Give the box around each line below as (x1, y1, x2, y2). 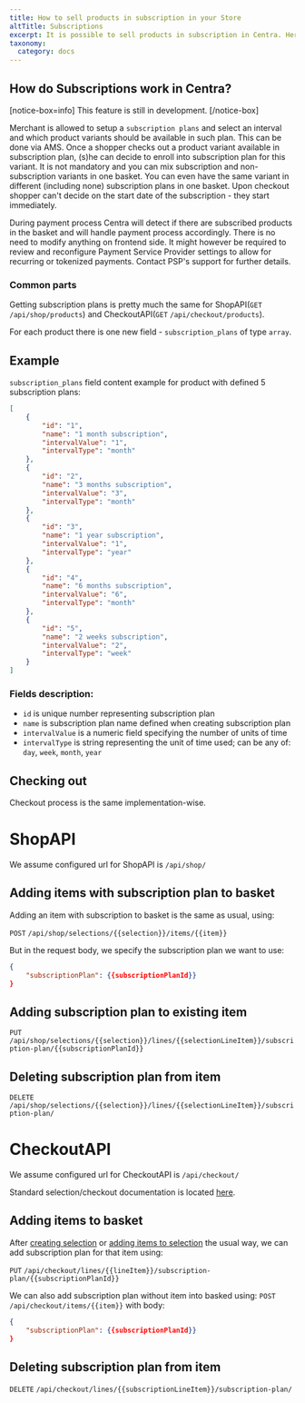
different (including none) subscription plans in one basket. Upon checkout (9, 180, 290, 191)
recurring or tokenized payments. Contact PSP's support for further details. (9, 255, 291, 266)
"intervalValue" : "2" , (42, 641, 128, 650)
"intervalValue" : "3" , (42, 488, 128, 498)
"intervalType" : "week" (42, 649, 132, 659)
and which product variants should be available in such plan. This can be (9, 132, 282, 143)
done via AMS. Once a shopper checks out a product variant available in (9, 142, 280, 153)
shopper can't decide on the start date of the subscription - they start (9, 190, 270, 201)
